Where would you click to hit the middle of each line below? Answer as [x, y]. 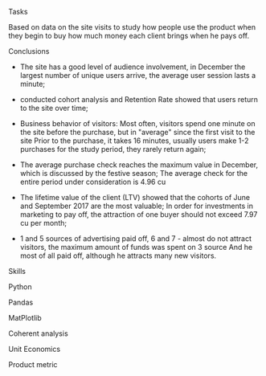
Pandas [21, 302]
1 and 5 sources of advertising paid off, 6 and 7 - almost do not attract [135, 239]
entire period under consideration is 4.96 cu [93, 182]
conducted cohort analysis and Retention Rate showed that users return [139, 99]
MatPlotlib [25, 318]
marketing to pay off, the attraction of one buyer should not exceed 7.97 [139, 215]
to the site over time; [54, 108]
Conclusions [29, 51]
